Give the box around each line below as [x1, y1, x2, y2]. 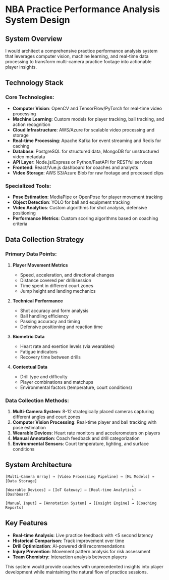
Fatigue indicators [20, 348, 58, 354]
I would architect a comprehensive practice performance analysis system [5, 48, 158, 54]
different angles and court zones [12, 414, 81, 420]
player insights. [5, 64, 37, 70]
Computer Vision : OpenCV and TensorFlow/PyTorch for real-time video [12, 105, 162, 111]
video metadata [12, 153, 45, 160]
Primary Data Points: [5, 250, 57, 257]
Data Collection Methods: [5, 397, 69, 404]
